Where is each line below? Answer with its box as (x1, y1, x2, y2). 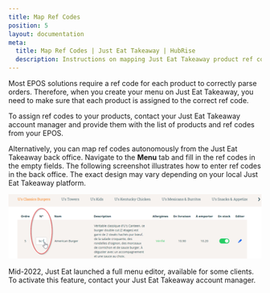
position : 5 (8, 21, 48, 30)
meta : (8, 39, 27, 47)
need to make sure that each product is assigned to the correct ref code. (8, 96, 249, 105)
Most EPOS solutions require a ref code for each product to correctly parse (8, 79, 257, 88)
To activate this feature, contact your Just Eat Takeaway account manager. (8, 275, 256, 285)
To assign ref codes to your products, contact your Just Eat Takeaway (8, 111, 241, 121)
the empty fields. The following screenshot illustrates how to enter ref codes (8, 161, 261, 171)
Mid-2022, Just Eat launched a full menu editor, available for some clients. (8, 266, 255, 277)
